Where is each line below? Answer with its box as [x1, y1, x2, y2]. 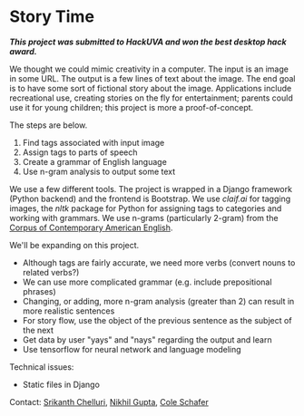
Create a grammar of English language [22, 156, 168, 167]
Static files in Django [22, 379, 100, 390]
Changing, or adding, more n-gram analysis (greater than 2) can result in [22, 295, 295, 306]
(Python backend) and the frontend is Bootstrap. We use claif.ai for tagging [9, 193, 291, 204]
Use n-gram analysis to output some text [22, 166, 176, 177]
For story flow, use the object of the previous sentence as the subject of [22, 314, 292, 325]
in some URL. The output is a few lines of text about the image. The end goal [9, 73, 297, 83]
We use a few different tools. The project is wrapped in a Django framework [9, 183, 293, 194]
